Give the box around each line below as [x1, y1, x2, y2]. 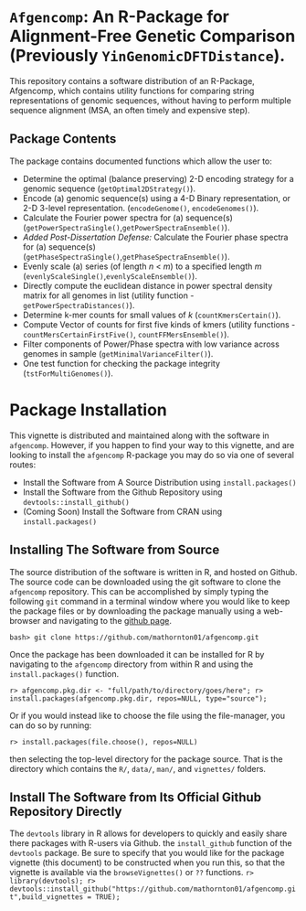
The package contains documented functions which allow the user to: [9, 155, 272, 166]
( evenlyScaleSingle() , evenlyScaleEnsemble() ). [22, 270, 198, 281]
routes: [9, 459, 37, 470]
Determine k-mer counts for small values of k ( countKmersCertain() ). [22, 309, 281, 320]
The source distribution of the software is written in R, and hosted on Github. [9, 566, 298, 577]
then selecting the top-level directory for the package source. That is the [9, 753, 283, 765]
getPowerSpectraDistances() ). [22, 299, 135, 310]
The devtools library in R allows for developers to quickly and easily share [9, 828, 288, 839]
